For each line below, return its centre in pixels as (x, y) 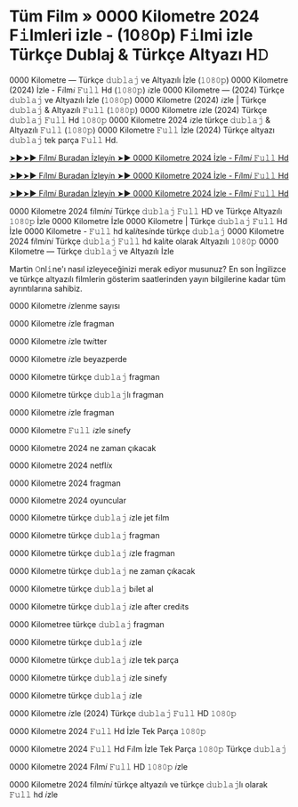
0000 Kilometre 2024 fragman (65, 483)
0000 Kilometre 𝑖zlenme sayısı (64, 305)
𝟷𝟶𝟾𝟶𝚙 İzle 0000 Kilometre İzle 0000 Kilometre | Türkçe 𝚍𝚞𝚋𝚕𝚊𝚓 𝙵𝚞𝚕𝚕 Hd (148, 221)
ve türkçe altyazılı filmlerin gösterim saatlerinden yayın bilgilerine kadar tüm (148, 278)
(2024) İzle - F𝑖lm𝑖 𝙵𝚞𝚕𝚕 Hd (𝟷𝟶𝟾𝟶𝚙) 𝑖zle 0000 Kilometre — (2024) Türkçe (147, 90)
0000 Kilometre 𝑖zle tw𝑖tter (58, 341)
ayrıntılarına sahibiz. (46, 288)
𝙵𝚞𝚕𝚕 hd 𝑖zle (34, 795)
